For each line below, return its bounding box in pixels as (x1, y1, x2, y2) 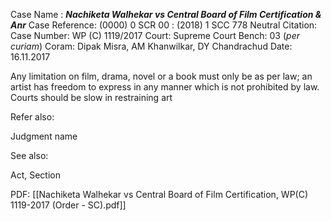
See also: (10, 150, 49, 161)
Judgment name (10, 130, 78, 142)
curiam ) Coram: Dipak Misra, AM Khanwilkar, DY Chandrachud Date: (10, 40, 293, 52)
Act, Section (10, 169, 61, 181)
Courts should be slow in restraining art (10, 92, 173, 103)
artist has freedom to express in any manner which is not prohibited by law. (10, 81, 320, 93)
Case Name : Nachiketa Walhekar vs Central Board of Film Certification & (10, 9, 322, 20)
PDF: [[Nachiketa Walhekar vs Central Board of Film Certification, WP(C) (10, 189, 309, 200)
